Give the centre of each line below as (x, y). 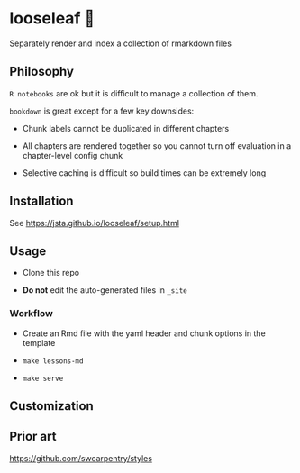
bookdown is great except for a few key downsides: (102, 111)
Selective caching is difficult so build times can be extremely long (144, 173)
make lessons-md (53, 361)
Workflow (32, 314)
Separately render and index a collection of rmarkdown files (121, 43)
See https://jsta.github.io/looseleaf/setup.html (95, 223)
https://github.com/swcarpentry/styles (81, 458)
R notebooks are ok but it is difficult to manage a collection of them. (134, 93)
